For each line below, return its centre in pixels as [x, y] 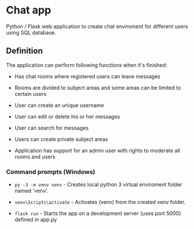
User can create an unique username [59, 105]
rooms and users [35, 157]
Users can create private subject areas [61, 139]
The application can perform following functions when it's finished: [87, 65]
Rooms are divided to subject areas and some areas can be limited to [98, 88]
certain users [30, 93]
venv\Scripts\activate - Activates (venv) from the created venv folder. [100, 202]
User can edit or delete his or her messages [67, 116]
